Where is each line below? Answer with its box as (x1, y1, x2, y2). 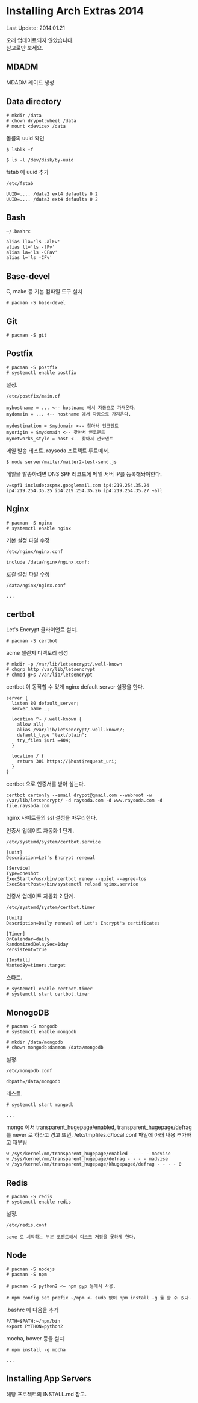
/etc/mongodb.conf (6, 1068, 52, 1074)
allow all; (17, 722, 45, 728)
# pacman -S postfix (6, 364, 58, 370)
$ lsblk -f (6, 146, 34, 152)
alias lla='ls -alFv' (6, 239, 61, 245)
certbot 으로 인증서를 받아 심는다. (6, 780, 85, 787)
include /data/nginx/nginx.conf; (6, 559, 90, 565)
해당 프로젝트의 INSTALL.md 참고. (6, 1390, 87, 1398)
